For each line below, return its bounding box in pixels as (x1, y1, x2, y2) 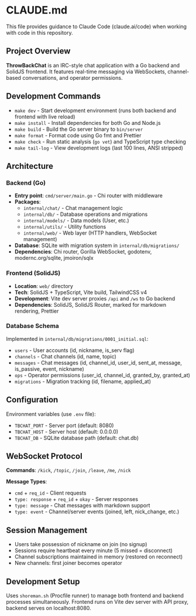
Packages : (14, 198, 41, 205)
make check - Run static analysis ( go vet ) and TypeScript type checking (14, 138, 186, 145)
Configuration (6, 395, 59, 405)
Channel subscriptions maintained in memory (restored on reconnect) (14, 553, 183, 560)
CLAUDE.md (6, 4, 68, 17)
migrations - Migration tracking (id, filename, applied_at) (14, 378, 151, 385)
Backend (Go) (6, 178, 46, 187)
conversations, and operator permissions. (22, 74, 123, 81)
